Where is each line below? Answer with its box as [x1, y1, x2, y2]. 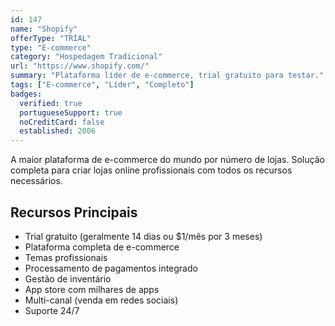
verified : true [19, 98, 83, 108]
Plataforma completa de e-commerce [24, 241, 180, 253]
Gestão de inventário [24, 272, 112, 285]
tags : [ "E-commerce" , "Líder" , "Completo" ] [10, 80, 195, 90]
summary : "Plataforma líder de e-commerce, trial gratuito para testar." [10, 71, 325, 81]
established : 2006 [19, 126, 97, 136]
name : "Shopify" [10, 24, 78, 34]
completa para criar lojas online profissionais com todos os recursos [10, 164, 293, 176]
